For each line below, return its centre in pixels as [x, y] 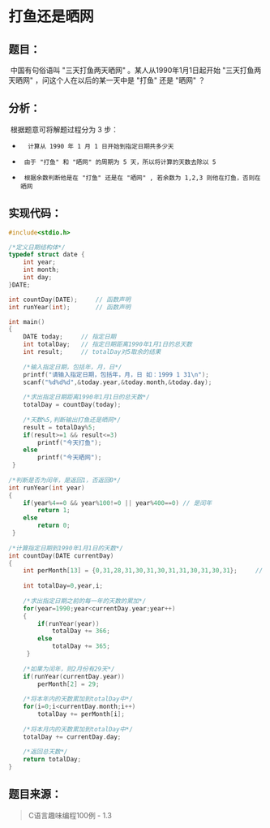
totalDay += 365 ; [81, 646]
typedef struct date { [47, 255]
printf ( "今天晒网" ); [70, 458]
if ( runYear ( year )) [69, 623]
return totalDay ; [52, 760]
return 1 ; [54, 511]
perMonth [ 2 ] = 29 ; [69, 684]
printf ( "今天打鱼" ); [70, 442]
